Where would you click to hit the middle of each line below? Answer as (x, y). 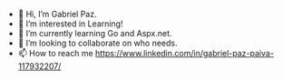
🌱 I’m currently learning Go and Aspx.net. (95, 33)
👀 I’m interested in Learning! (70, 24)
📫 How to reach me (55, 53)
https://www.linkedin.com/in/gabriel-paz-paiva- (185, 53)
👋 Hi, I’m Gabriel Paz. (57, 14)
